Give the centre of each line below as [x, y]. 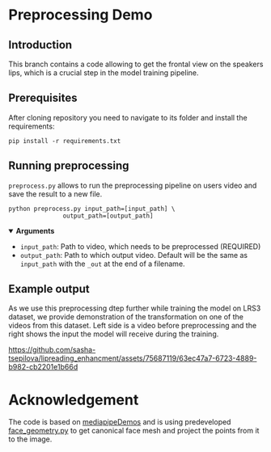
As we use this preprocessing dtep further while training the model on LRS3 [135, 308]
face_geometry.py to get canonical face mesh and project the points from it [134, 431]
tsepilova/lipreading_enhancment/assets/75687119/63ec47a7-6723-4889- [133, 358]
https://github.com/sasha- [52, 350]
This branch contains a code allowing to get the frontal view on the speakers [136, 64]
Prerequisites [43, 98]
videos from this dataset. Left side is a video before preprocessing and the [133, 326]
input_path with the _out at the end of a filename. [102, 264]
